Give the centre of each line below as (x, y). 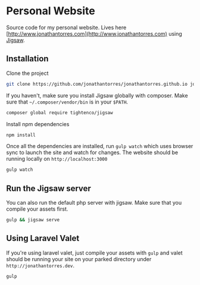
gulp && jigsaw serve (33, 220)
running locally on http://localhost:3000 (57, 159)
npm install (21, 135)
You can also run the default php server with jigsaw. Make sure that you (94, 203)
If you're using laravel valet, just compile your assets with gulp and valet (94, 253)
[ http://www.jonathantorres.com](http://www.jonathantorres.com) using (94, 33)
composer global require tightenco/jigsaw (60, 112)
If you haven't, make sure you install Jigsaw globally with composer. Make (97, 95)
